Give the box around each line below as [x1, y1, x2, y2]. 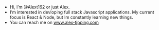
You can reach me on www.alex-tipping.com [9, 19, 99, 25]
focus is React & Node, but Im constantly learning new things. [9, 15, 133, 20]
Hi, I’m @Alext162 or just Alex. [9, 4, 70, 10]
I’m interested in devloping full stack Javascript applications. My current [9, 9, 155, 15]
